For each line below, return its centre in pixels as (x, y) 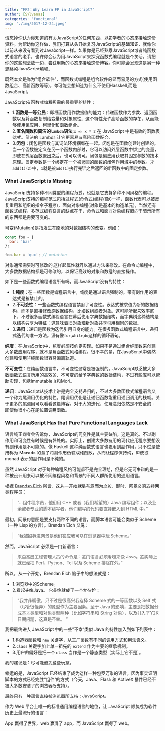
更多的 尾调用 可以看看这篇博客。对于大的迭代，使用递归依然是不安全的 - (82, 404)
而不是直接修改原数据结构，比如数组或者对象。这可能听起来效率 (85, 311)
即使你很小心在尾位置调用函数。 (37, 410)
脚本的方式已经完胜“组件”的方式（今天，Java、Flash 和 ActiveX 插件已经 (79, 679)
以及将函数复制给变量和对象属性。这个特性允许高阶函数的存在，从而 (85, 119)
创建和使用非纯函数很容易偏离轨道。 (42, 358)
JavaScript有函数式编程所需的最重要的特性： (50, 102)
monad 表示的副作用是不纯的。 (36, 459)
